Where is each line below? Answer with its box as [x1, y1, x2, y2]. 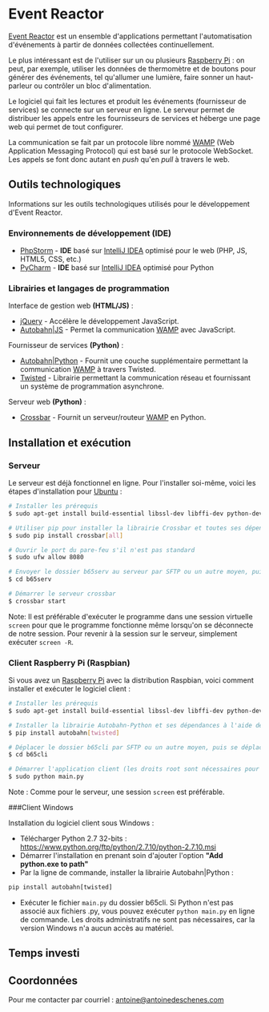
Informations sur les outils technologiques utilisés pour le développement [8, 199, 250, 208]
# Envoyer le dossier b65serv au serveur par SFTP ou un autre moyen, [8, 568, 249, 576]
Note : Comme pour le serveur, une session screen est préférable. [8, 787, 226, 797]
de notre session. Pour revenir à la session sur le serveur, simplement [8, 628, 238, 638]
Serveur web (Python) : [8, 397, 86, 407]
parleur [8, 81, 33, 91]
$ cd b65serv [8, 575, 52, 583]
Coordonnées [8, 974, 78, 987]
